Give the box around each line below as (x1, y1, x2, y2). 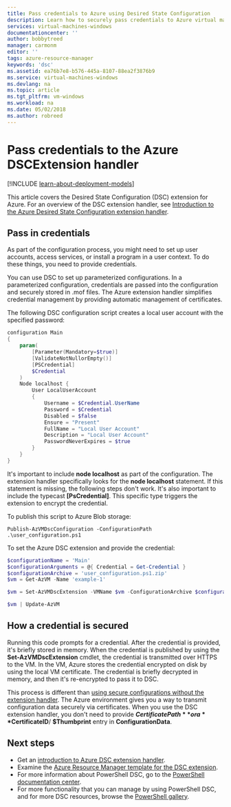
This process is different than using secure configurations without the (7, 688, 205, 696)
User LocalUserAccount (32, 387, 97, 394)
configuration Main (7, 330, 63, 336)
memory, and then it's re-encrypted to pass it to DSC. (7, 675, 159, 683)
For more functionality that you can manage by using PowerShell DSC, (16, 785, 217, 793)
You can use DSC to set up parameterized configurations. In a (7, 273, 182, 282)
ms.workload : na (7, 100, 54, 107)
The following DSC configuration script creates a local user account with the (7, 309, 223, 317)
